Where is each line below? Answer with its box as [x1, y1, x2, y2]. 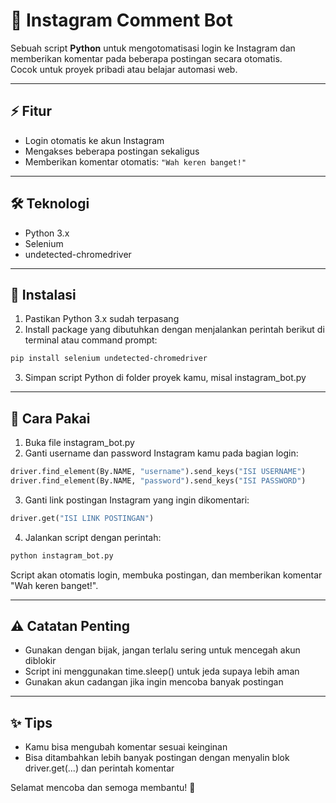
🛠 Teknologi [10, 195, 90, 213]
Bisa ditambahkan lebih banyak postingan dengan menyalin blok [24, 752, 290, 764]
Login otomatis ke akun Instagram [24, 134, 165, 146]
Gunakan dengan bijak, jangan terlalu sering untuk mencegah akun [24, 644, 301, 656]
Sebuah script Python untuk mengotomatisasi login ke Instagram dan [10, 42, 296, 54]
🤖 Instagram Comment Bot [10, 9, 233, 32]
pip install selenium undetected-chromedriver [10, 354, 208, 364]
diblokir [24, 655, 57, 667]
